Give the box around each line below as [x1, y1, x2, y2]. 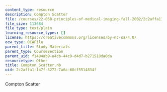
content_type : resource [5, 7, 55, 12]
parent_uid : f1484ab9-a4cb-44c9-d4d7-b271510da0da [5, 53, 112, 59]
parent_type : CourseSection [5, 49, 64, 54]
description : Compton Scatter [5, 12, 68, 17]
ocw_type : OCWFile [5, 40, 43, 45]
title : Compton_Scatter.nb [5, 63, 61, 68]
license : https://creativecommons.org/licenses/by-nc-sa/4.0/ [5, 35, 137, 40]
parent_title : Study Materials [5, 44, 70, 49]
